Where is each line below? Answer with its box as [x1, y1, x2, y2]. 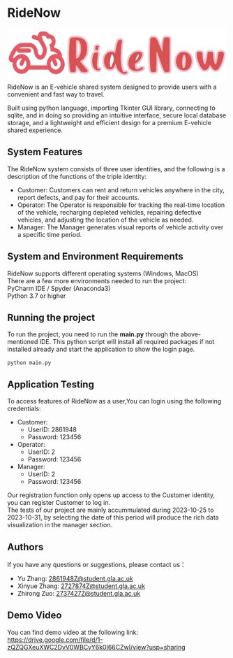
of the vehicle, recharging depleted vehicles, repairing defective [17, 208, 202, 216]
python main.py [7, 359, 52, 366]
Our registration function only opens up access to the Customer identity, [7, 491, 216, 499]
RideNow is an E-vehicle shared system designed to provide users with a [7, 83, 217, 91]
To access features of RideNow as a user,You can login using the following [7, 397, 222, 406]
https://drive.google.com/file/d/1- [7, 635, 103, 644]
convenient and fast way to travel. [7, 90, 105, 99]
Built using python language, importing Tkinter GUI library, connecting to [7, 103, 216, 112]
